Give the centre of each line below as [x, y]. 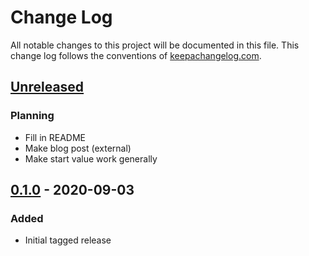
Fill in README [55, 137]
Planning [32, 116]
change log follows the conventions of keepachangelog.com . [136, 55]
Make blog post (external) [78, 148]
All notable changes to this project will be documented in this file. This [155, 45]
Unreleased [47, 87]
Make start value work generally [91, 158]
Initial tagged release [68, 240]
